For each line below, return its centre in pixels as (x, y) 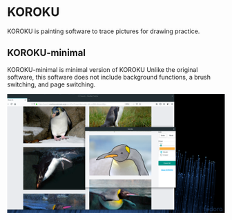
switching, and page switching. (51, 84)
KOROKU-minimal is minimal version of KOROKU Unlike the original (103, 69)
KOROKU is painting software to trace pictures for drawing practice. (104, 31)
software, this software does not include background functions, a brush (109, 77)
